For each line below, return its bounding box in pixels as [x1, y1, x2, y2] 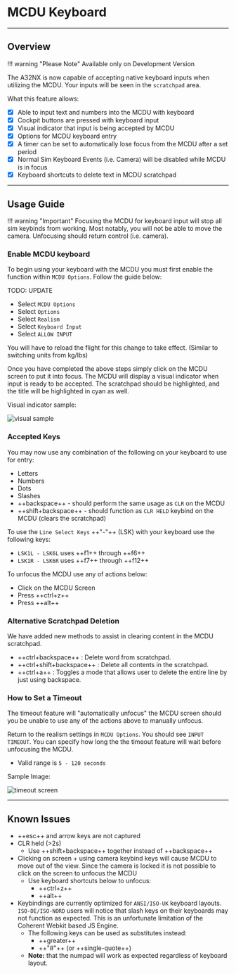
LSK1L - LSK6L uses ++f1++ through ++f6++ [17, 548, 146, 557]
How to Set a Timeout [7, 692, 82, 702]
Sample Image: [7, 772, 51, 781]
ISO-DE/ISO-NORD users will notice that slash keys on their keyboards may [17, 906, 228, 915]
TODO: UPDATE [7, 286, 53, 295]
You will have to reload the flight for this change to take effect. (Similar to [7, 343, 218, 352]
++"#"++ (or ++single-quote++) [38, 944, 132, 952]
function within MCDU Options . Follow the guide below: [7, 272, 162, 282]
